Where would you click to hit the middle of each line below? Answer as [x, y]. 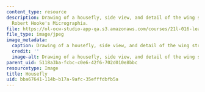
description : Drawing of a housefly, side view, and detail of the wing [101, 18]
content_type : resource [37, 12]
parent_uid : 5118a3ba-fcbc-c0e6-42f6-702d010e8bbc [72, 62]
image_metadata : [27, 40]
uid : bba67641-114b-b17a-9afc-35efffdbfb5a [63, 79]
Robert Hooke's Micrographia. [50, 23]
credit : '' [26, 51]
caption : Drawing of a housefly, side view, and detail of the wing [101, 46]
